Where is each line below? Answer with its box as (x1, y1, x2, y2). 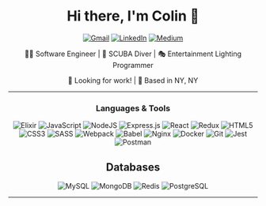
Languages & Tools (95, 103, 171, 114)
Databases (105, 160, 161, 174)
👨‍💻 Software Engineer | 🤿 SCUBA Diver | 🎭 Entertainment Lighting (24, 49, 242, 58)
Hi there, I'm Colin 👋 (66, 7, 199, 25)
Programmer (112, 60, 154, 69)
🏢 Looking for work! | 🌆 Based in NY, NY (67, 75, 199, 85)
